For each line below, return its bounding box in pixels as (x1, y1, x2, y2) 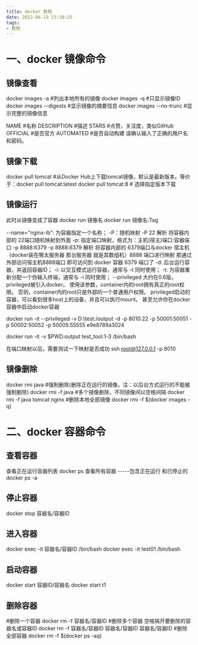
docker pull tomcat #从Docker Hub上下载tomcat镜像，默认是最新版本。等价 (6, 173, 190, 180)
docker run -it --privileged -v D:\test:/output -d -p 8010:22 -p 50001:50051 (6, 315, 188, 322)
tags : (6, 20, 20, 26)
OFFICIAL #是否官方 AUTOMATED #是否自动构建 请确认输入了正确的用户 (6, 130, 183, 137)
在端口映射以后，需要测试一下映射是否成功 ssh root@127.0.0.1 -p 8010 (6, 345, 176, 352)
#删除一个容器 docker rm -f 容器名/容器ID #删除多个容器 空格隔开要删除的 (6, 617, 186, 624)
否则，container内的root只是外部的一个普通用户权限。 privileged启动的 (17, 288, 191, 296)
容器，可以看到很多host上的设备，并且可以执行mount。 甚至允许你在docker (6, 296, 191, 303)
